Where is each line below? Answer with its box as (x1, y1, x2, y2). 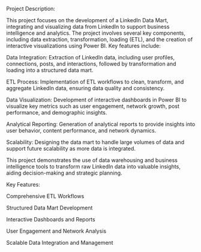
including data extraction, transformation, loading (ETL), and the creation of (6, 36, 193, 43)
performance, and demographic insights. (6, 109, 107, 116)
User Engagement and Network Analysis (6, 227, 107, 235)
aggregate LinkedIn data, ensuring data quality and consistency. (6, 85, 165, 92)
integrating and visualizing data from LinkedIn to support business (6, 23, 170, 30)
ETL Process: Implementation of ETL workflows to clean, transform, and (6, 78, 184, 85)
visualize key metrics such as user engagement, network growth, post (6, 103, 180, 110)
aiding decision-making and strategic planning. (6, 169, 122, 176)
